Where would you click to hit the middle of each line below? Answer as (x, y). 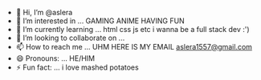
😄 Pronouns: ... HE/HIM (55, 58)
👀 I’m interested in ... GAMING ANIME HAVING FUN (100, 21)
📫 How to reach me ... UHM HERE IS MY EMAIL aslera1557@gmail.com (134, 47)
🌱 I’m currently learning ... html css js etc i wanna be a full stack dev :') (133, 29)
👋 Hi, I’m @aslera (44, 12)
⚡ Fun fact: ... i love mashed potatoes (77, 67)
